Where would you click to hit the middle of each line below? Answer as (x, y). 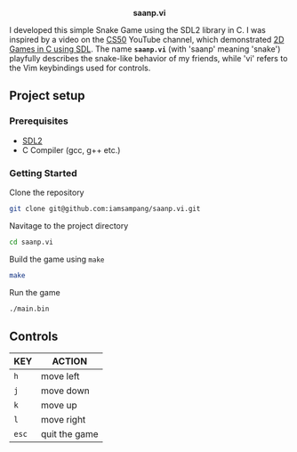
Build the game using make (57, 259)
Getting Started (43, 173)
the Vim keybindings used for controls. (80, 68)
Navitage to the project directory (69, 225)
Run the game (35, 292)
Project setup (48, 96)
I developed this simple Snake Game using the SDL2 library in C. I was (138, 30)
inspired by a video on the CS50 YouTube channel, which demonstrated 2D (147, 40)
